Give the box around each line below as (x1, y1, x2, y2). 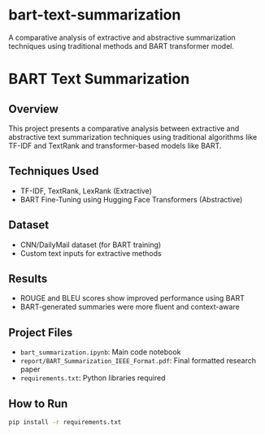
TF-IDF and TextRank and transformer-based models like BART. (8, 141, 222, 150)
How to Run (8, 397, 68, 410)
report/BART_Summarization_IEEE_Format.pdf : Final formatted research (20, 356, 256, 366)
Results (8, 271, 48, 285)
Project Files (8, 325, 73, 339)
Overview (8, 102, 59, 115)
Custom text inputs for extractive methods (20, 248, 162, 258)
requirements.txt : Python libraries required (20, 373, 166, 383)
